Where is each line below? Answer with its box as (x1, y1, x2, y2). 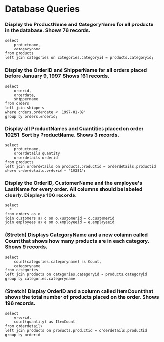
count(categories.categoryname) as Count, (14, 259, 102, 264)
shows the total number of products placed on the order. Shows (5, 293, 159, 300)
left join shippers (5, 105, 45, 110)
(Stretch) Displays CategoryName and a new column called (5, 231, 148, 238)
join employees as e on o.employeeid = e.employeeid (5, 220, 115, 225)
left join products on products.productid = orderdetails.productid (5, 328, 147, 333)
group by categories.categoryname (5, 276, 76, 281)
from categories (5, 268, 38, 272)
